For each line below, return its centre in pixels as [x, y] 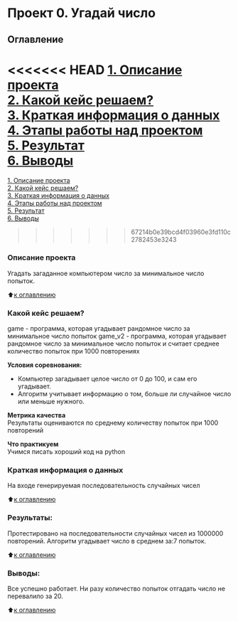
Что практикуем [33, 444]
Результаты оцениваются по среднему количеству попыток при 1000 [113, 423]
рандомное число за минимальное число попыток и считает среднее [113, 344]
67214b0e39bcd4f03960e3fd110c [181, 232]
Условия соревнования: [45, 365]
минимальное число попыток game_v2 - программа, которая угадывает [117, 336]
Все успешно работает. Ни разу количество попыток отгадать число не [117, 589]
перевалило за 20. [36, 596]
